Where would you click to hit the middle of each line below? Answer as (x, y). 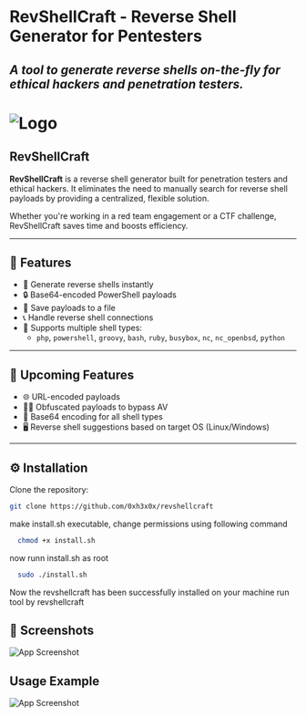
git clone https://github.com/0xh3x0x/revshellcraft (112, 507)
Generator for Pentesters (106, 36)
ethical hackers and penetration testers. (127, 84)
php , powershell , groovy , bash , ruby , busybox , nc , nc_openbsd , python (160, 338)
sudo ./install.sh (53, 575)
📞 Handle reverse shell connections (88, 317)
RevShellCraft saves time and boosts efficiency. (99, 225)
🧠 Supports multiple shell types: (82, 328)
